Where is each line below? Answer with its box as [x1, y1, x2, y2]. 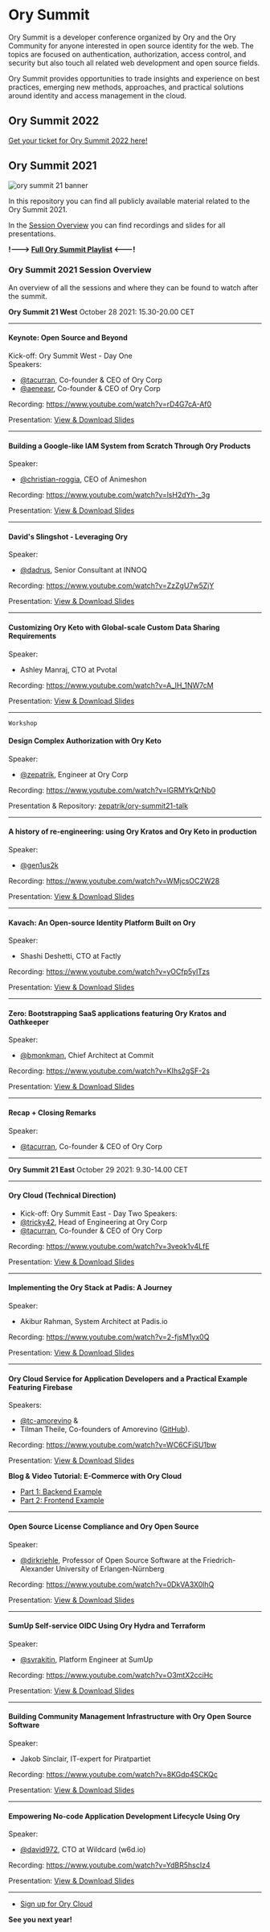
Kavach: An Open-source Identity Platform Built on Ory [8, 918, 196, 927]
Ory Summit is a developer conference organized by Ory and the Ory [8, 32, 236, 42]
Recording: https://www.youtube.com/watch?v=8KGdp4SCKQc [8, 1769, 219, 1779]
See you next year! [8, 1915, 72, 1925]
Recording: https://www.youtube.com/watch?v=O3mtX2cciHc [8, 1670, 214, 1680]
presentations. [8, 228, 56, 239]
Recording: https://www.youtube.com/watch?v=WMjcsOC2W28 [8, 876, 220, 886]
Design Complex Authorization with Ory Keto [8, 736, 162, 746]
